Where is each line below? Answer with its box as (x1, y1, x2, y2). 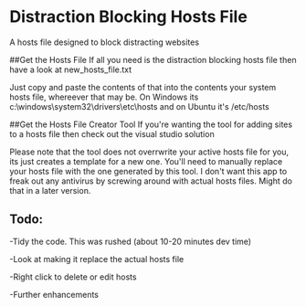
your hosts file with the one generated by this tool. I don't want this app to (9, 165, 288, 176)
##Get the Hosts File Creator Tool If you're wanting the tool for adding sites (9, 119, 293, 130)
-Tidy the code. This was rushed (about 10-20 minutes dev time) (9, 236, 252, 247)
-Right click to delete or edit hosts (9, 271, 137, 282)
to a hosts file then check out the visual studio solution (9, 128, 215, 139)
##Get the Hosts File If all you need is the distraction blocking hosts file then (9, 54, 297, 65)
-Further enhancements (9, 289, 99, 300)
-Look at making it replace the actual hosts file (9, 253, 185, 264)
